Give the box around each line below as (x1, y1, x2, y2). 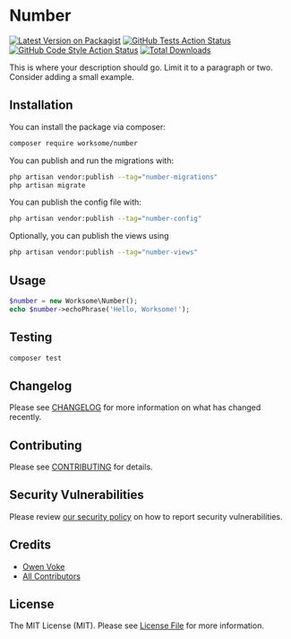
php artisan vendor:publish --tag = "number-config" (9, 214, 202, 223)
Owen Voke (21, 561, 65, 572)
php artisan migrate (9, 180, 87, 189)
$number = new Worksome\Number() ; (9, 296, 139, 305)
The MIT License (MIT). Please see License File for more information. (9, 620, 264, 631)
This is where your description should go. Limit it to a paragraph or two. (9, 62, 273, 73)
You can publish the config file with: (9, 197, 141, 207)
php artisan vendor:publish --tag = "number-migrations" (9, 172, 218, 181)
